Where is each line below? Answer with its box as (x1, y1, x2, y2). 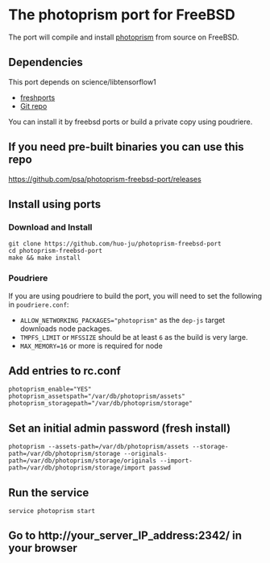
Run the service (8, 486, 89, 499)
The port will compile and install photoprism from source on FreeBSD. (8, 32, 239, 42)
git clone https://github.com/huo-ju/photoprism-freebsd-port (8, 240, 222, 248)
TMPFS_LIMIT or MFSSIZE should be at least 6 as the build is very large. (19, 332, 248, 342)
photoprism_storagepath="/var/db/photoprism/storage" (8, 399, 193, 408)
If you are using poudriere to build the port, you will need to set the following (8, 291, 263, 300)
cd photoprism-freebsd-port (8, 247, 103, 255)
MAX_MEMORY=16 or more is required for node (19, 341, 163, 350)
